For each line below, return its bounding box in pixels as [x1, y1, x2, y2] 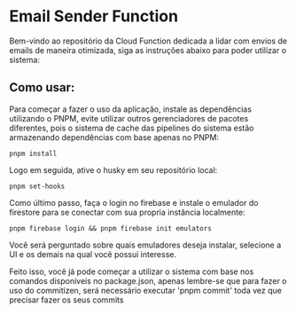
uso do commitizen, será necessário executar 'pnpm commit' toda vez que [9, 285, 282, 295]
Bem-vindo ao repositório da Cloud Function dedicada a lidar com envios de [9, 35, 288, 46]
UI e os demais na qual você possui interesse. [9, 248, 177, 259]
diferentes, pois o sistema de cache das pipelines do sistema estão [9, 122, 254, 133]
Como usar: [9, 80, 75, 95]
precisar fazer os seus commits [9, 294, 124, 305]
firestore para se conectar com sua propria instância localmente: [9, 207, 245, 217]
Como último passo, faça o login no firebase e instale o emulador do [9, 197, 259, 208]
